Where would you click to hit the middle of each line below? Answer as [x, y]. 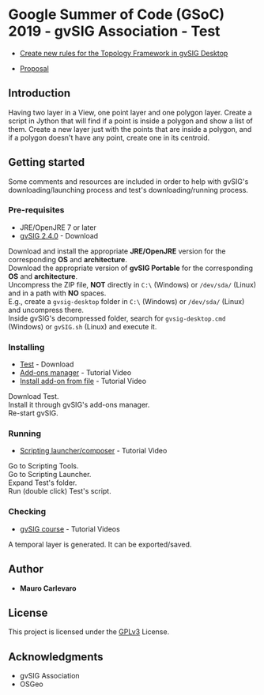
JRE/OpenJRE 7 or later [58, 227]
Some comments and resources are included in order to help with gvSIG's [128, 181]
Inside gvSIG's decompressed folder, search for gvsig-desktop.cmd [117, 318]
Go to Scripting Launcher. [50, 475]
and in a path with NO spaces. [57, 293]
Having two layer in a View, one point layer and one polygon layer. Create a [130, 112]
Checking [27, 512]
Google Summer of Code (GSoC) [117, 15]
